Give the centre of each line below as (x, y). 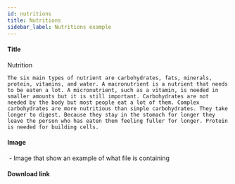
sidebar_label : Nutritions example (59, 27)
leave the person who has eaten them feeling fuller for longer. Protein (118, 121)
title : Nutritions (34, 20)
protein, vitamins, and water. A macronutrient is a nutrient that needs (118, 84)
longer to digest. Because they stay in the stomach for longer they (112, 114)
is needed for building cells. (53, 127)
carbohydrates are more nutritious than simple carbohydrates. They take (118, 109)
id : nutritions (30, 14)
